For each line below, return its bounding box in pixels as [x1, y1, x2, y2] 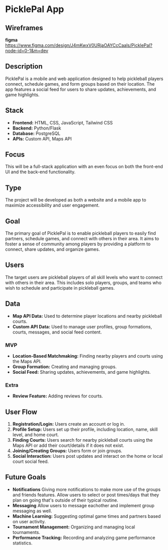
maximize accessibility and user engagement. [5, 202, 100, 209]
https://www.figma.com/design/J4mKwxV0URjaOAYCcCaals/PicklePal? [5, 42, 153, 48]
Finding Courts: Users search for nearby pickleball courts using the [12, 437, 153, 443]
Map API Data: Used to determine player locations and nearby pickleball [12, 313, 162, 319]
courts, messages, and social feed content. [12, 329, 102, 335]
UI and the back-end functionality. [5, 169, 76, 175]
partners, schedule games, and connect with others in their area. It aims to [5, 236, 159, 242]
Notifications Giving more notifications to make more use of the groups [12, 486, 161, 492]
